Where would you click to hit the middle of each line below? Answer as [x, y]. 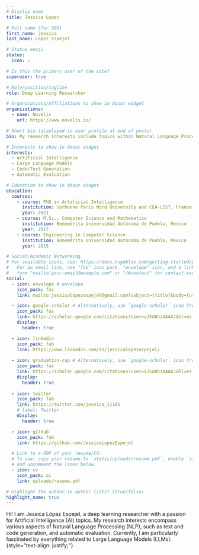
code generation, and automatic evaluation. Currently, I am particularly [92, 533]
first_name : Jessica [32, 33]
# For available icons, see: [42, 262]
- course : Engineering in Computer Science [71, 235]
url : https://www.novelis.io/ [54, 120]
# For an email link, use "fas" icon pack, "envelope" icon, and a [94, 268]
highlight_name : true [33, 497]
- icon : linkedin [33, 338]
